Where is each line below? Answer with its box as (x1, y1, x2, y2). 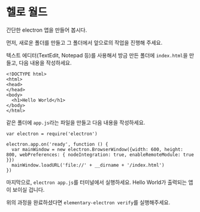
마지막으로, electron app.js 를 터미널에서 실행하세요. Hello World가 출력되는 (6, 179, 187, 186)
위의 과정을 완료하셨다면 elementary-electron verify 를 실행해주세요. (6, 198, 171, 206)
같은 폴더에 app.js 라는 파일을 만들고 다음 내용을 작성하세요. (6, 119, 146, 126)
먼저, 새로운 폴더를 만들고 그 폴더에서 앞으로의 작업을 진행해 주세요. (6, 39, 163, 46)
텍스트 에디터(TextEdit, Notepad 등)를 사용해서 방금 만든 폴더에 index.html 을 (6, 51, 188, 59)
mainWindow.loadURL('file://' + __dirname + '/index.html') (11, 162, 165, 168)
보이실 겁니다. (12, 186, 45, 193)
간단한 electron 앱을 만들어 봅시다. (6, 26, 87, 33)
